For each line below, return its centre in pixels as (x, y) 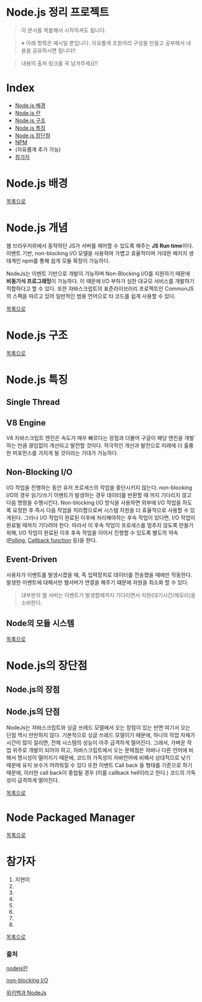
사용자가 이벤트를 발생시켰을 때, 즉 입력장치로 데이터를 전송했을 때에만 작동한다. (99, 575)
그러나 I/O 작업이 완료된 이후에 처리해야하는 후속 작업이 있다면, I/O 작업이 (109, 518)
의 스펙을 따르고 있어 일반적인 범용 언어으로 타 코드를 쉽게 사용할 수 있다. (91, 296)
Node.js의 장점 (33, 690)
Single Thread (33, 402)
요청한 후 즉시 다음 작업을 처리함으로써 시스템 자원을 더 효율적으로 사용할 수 (101, 510)
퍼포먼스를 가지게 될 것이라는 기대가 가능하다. (66, 453)
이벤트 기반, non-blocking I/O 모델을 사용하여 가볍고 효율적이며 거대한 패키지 (97, 253)
